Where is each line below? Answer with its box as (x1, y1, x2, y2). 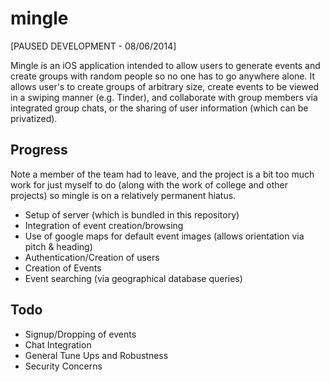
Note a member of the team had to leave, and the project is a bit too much (10, 168, 315, 180)
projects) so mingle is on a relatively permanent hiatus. (10, 189, 237, 201)
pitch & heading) (24, 240, 93, 252)
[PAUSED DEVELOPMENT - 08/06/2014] (10, 40, 177, 52)
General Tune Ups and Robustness (24, 349, 169, 361)
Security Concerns (24, 360, 103, 372)
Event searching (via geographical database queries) (24, 272, 243, 284)
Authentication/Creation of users (24, 251, 160, 263)
